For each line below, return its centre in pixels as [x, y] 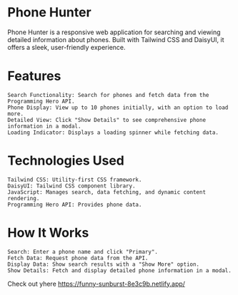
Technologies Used [66, 161]
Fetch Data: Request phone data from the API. [78, 258]
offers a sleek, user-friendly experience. [67, 47]
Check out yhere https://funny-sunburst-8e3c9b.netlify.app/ [96, 284]
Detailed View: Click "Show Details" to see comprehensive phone [106, 120]
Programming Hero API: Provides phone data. [75, 205]
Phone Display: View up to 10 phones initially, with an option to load [118, 108]
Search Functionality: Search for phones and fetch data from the [108, 95]
